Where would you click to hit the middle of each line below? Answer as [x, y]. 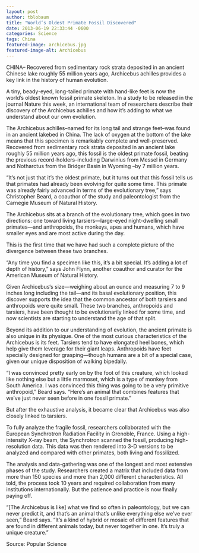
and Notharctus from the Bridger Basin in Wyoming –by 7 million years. [93, 166]
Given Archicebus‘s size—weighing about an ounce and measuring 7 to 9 [96, 286]
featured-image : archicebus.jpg [46, 45]
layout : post [22, 12]
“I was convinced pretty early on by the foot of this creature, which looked [97, 372]
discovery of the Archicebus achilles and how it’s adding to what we [89, 110]
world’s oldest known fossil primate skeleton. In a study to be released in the [99, 97]
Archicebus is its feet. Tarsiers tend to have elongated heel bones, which [95, 342]
